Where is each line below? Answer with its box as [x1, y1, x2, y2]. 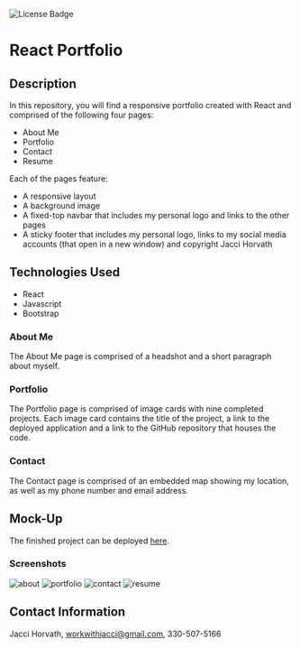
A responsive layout [22, 190, 96, 201]
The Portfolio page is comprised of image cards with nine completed [9, 403, 264, 414]
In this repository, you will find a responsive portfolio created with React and [9, 100, 292, 110]
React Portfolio [9, 41, 123, 60]
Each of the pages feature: [9, 173, 108, 184]
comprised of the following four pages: [9, 109, 154, 120]
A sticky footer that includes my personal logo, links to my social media [22, 229, 286, 239]
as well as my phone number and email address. [9, 485, 189, 495]
